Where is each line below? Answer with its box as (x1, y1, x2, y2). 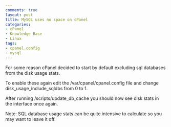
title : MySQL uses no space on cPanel (5, 17, 88, 22)
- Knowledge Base (5, 31, 42, 36)
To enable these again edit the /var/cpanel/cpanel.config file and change (5, 80, 159, 86)
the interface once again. (5, 100, 58, 107)
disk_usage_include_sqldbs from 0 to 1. (5, 85, 88, 91)
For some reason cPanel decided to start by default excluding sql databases (5, 65, 166, 71)
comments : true (5, 7, 38, 13)
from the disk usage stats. (5, 70, 60, 76)
